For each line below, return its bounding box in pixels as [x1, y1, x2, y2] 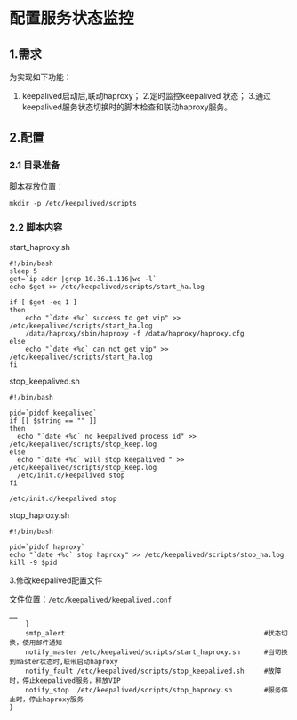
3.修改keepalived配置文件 [9, 575, 103, 586]
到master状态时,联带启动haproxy [9, 657, 118, 666]
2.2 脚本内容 [9, 221, 63, 233]
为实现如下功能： [9, 72, 72, 82]
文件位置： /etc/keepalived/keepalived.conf [9, 594, 172, 604]
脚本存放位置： [9, 181, 64, 191]
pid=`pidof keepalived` [9, 409, 98, 417]
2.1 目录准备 [9, 159, 60, 172]
